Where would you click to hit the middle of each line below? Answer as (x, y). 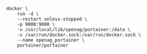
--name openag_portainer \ (51, 40)
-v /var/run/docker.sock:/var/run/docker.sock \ (79, 35)
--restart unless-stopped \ (52, 19)
